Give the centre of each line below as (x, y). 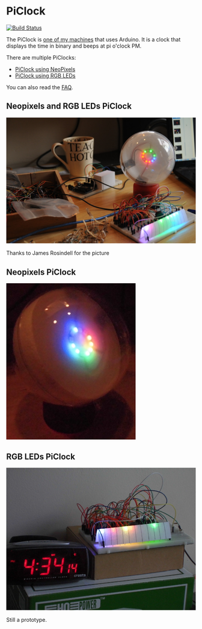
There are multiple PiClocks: (41, 57)
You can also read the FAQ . (40, 87)
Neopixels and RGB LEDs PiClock (69, 106)
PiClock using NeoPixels (45, 69)
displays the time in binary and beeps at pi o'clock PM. (74, 46)
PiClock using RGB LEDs (45, 75)
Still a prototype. (26, 620)
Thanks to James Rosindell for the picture (58, 253)
